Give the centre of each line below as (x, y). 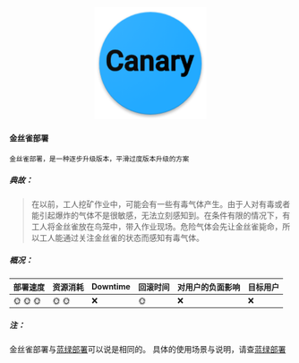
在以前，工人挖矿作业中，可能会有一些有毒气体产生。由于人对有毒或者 (161, 204)
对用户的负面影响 (209, 287)
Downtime (111, 287)
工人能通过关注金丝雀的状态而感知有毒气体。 (121, 238)
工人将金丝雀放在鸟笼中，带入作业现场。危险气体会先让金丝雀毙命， (157, 227)
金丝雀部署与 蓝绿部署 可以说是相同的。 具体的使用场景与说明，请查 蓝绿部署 (148, 350)
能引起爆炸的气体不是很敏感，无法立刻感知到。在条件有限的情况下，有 (161, 216)
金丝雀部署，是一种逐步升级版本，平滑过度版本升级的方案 (99, 160)
